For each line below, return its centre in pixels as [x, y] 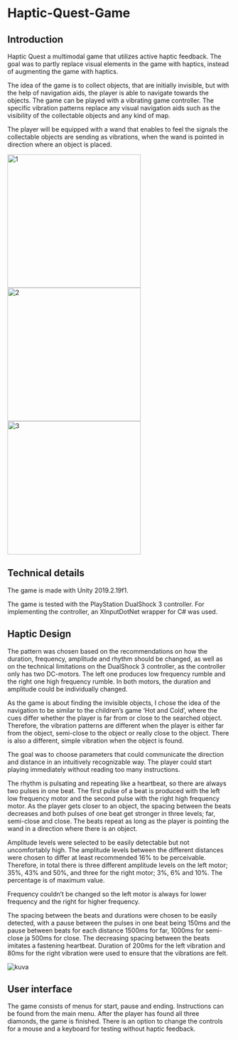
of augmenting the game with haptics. [63, 71]
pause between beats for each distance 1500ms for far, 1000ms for [106, 930]
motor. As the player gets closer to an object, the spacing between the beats [119, 806]
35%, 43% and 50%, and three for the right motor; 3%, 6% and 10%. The [115, 872]
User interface [40, 989]
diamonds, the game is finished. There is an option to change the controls [115, 1022]
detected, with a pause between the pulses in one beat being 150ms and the [119, 923]
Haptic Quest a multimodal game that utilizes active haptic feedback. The [114, 56]
